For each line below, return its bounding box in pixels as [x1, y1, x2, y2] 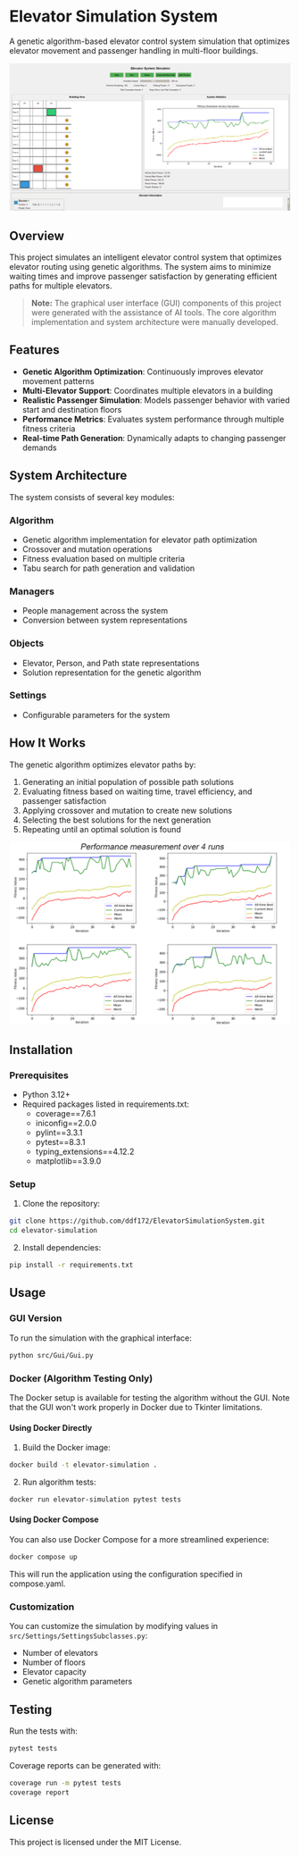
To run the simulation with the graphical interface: [9, 1333, 192, 1343]
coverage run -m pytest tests [9, 1778, 122, 1787]
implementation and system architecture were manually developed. [30, 317, 278, 328]
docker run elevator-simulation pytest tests [9, 1495, 181, 1504]
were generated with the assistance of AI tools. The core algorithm [30, 307, 277, 318]
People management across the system [21, 606, 168, 616]
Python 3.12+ [21, 1090, 71, 1100]
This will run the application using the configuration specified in [9, 1568, 243, 1579]
